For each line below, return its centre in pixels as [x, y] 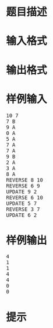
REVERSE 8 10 [25, 180]
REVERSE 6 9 [23, 186]
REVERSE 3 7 [23, 209]
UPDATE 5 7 [22, 203]
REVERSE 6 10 [25, 197]
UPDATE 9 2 [22, 192]
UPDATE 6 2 [22, 215]
